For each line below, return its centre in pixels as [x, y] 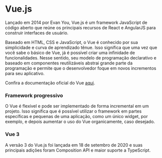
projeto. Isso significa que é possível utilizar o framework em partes [73, 111]
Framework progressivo [34, 95]
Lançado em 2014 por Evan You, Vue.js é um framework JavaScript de [76, 22]
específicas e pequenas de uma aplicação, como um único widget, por [77, 117]
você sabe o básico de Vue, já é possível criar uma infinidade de [70, 53]
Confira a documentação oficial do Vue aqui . [50, 83]
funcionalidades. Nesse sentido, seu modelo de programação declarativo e [81, 58]
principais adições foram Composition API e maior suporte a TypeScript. [78, 150]
